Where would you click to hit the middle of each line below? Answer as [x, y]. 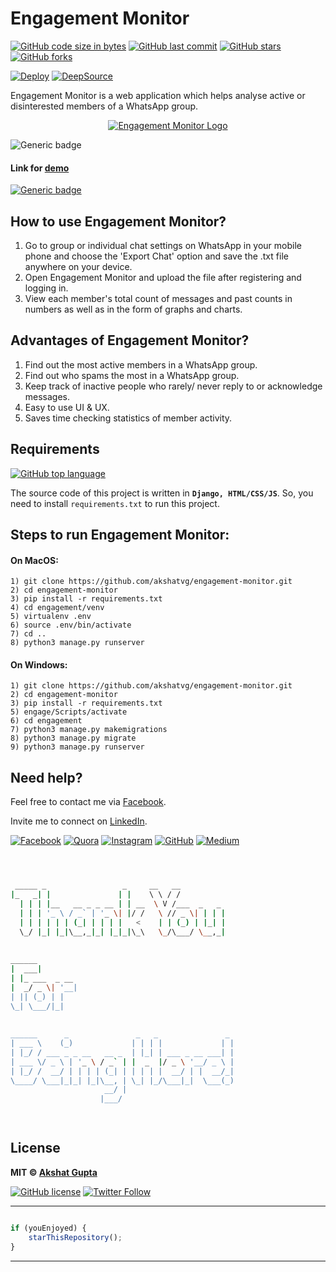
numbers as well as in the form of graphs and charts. [133, 309]
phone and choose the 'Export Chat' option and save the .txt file [156, 256]
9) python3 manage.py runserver [77, 747]
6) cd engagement [46, 721]
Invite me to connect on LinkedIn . [79, 821]
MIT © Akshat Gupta [54, 1172]
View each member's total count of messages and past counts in [158, 298]
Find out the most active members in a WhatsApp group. [141, 364]
